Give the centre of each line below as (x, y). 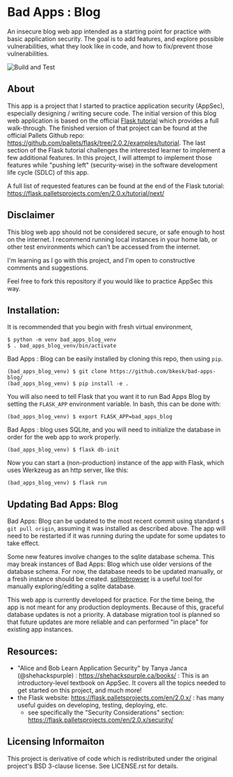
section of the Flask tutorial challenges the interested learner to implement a (116, 150)
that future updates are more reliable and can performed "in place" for (108, 622)
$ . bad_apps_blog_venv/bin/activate (62, 346)
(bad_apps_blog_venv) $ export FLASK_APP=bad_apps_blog (90, 417)
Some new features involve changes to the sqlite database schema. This (111, 557)
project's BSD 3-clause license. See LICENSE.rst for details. (93, 766)
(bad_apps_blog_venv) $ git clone (57, 372)
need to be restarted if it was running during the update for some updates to (116, 536)
